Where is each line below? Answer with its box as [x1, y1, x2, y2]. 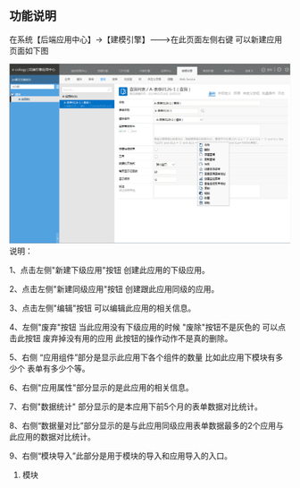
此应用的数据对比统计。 [9, 432, 96, 442]
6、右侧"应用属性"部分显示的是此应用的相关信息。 [9, 382, 194, 393]
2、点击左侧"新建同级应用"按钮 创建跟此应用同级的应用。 [9, 284, 220, 295]
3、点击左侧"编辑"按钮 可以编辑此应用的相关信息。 [9, 303, 196, 313]
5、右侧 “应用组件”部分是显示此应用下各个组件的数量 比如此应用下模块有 [9, 352, 276, 363]
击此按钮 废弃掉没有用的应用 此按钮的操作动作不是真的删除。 [9, 333, 233, 344]
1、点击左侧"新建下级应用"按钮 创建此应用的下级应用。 [9, 265, 210, 276]
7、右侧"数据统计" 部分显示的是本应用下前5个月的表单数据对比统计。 [9, 401, 263, 412]
